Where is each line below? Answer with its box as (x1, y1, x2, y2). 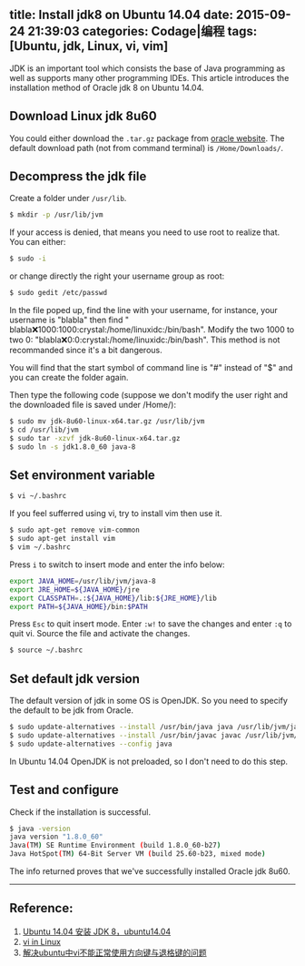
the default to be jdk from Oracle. (9, 705, 134, 716)
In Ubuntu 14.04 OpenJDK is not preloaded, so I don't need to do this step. (9, 756, 289, 767)
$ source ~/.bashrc (9, 646, 84, 655)
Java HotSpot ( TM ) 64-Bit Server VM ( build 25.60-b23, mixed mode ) (9, 849, 266, 859)
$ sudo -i (9, 254, 47, 263)
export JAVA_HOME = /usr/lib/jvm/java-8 (9, 576, 156, 585)
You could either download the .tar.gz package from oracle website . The (9, 132, 285, 144)
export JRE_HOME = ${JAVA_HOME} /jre (9, 585, 141, 595)
